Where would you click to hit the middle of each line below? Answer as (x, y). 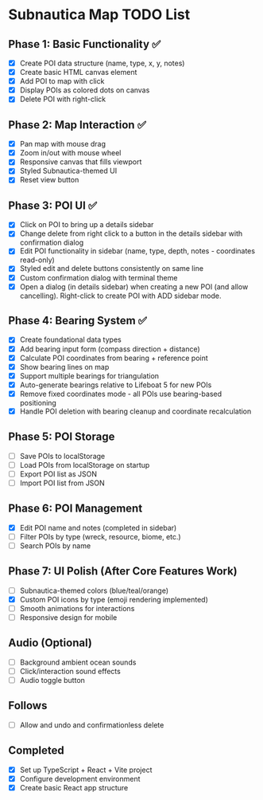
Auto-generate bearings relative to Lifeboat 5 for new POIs (116, 385)
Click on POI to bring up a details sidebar (87, 225)
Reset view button (49, 180)
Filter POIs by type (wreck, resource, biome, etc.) (100, 536)
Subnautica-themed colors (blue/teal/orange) (94, 590)
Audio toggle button (52, 680)
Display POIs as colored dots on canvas (85, 90)
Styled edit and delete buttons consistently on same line (112, 269)
